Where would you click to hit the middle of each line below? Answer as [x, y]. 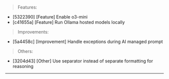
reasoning [23, 66]
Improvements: [33, 32]
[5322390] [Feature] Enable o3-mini [50, 17]
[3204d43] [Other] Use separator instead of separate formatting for [83, 61]
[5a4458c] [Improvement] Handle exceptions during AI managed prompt [88, 41]
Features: [27, 7]
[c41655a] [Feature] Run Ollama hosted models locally [69, 22]
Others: [25, 51]
